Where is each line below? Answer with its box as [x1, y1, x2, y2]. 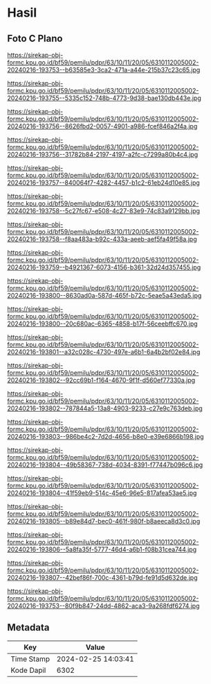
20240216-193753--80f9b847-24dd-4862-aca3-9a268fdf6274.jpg [7, 602, 200, 610]
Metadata [7, 622, 50, 633]
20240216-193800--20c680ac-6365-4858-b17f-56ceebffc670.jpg [7, 319, 199, 328]
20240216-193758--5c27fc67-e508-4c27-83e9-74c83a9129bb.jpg [7, 207, 201, 215]
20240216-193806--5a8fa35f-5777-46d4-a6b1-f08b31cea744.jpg [7, 545, 197, 553]
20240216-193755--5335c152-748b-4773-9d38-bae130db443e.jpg [7, 94, 202, 102]
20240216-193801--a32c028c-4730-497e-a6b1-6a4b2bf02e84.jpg [7, 348, 201, 356]
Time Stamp [10, 654, 51, 664]
